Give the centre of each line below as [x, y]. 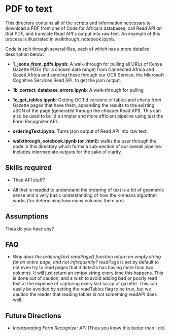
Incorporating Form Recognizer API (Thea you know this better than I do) [89, 328]
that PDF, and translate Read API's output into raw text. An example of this [83, 33]
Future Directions [33, 315]
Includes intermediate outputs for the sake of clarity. [67, 152]
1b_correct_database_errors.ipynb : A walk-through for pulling [78, 90]
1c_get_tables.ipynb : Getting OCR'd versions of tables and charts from [87, 100]
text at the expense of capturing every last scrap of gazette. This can [85, 284]
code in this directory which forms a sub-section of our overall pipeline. [87, 146]
